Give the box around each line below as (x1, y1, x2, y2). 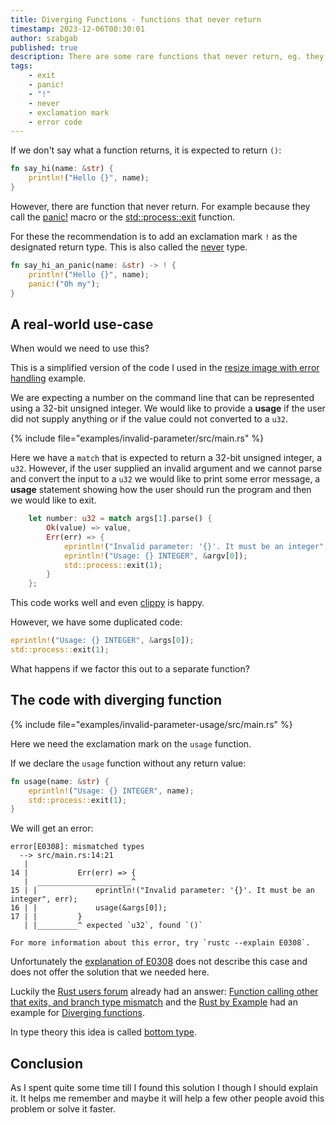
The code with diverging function (10, 692, 223, 709)
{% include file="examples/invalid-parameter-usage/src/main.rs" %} (10, 718, 293, 730)
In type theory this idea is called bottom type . (10, 1026, 197, 1038)
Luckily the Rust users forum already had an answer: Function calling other (10, 986, 319, 998)
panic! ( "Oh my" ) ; (28, 279, 101, 289)
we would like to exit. (10, 494, 97, 506)
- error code (28, 117, 83, 127)
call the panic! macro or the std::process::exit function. (10, 211, 236, 223)
